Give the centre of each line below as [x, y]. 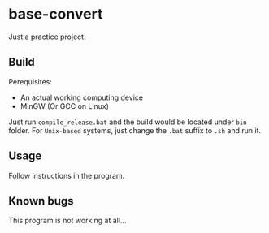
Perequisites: [30, 81]
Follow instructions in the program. [67, 175]
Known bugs [41, 201]
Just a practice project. [47, 37]
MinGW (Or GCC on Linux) [65, 106]
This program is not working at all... [67, 221]
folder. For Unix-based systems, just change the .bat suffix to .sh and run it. [135, 130]
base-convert [56, 14]
